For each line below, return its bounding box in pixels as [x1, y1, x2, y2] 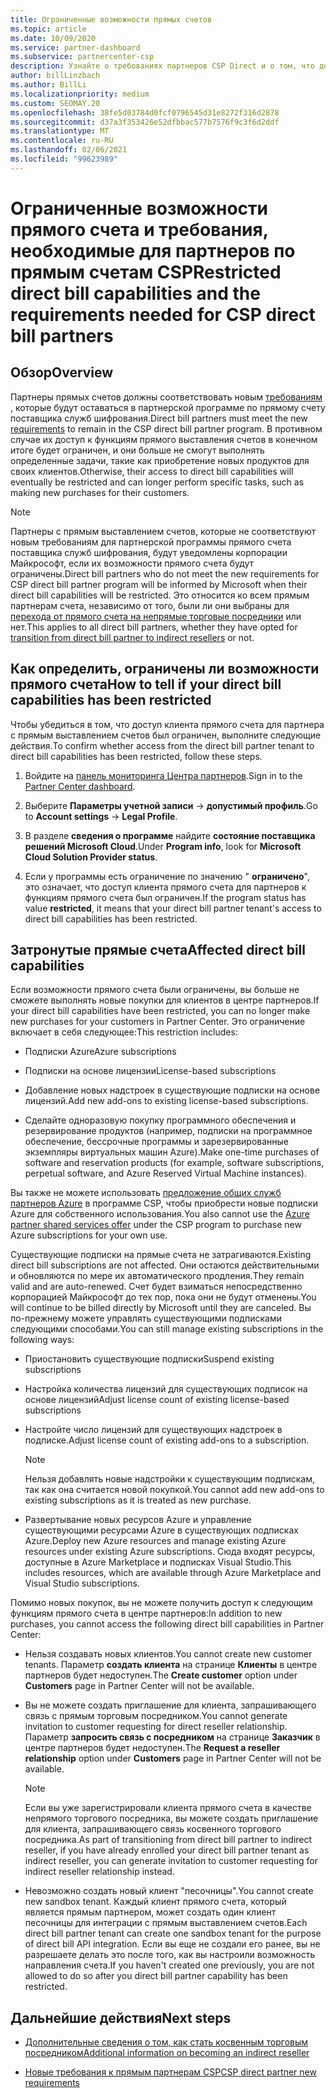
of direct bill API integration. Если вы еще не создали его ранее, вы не [24, 1938, 321, 1950]
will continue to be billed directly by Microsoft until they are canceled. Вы [10, 1302, 312, 1314]
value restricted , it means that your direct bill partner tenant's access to [24, 902, 322, 914]
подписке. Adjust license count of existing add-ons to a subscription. [24, 1434, 310, 1446]
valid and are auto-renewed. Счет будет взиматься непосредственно [10, 1281, 303, 1293]
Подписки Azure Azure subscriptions [24, 1046, 177, 1058]
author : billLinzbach [10, 71, 101, 81]
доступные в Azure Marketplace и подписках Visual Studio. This [24, 1556, 292, 1568]
